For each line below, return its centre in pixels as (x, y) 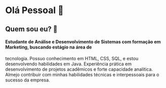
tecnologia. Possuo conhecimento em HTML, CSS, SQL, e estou (72, 58)
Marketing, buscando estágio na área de (49, 47)
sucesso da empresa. (28, 80)
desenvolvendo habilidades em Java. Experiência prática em (68, 64)
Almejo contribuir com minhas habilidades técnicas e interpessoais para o (82, 74)
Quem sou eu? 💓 (31, 29)
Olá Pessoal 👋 (35, 10)
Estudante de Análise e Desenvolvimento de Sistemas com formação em (83, 42)
